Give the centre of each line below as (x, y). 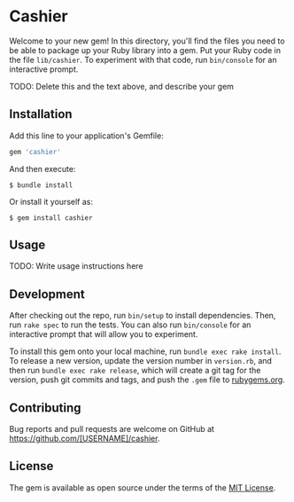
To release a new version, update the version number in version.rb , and (141, 361)
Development (47, 294)
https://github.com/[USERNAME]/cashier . (85, 439)
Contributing (45, 408)
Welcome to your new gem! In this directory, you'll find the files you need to (147, 41)
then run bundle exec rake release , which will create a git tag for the (135, 371)
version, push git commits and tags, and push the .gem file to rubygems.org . (147, 380)
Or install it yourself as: (51, 201)
